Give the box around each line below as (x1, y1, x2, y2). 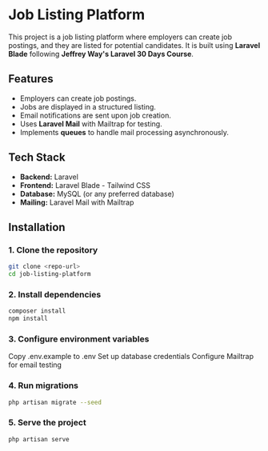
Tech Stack (8, 150, 66, 165)
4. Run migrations (8, 380, 78, 391)
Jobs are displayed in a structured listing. (19, 102, 156, 111)
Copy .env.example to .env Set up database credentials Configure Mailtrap (8, 352, 254, 361)
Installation (8, 220, 66, 233)
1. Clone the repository (8, 244, 98, 255)
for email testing (8, 360, 62, 369)
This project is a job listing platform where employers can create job (8, 32, 232, 42)
